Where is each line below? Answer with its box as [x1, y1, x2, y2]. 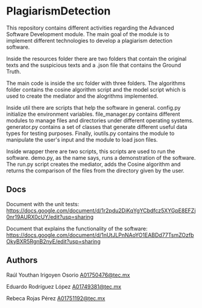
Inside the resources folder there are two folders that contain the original [6, 55, 187, 62]
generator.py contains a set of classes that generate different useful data [6, 123, 188, 130]
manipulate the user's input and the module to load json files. [6, 136, 158, 143]
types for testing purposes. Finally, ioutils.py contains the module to [6, 130, 175, 137]
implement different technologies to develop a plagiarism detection [6, 37, 173, 44]
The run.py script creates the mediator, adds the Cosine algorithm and [6, 160, 181, 168]
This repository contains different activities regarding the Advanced [6, 24, 174, 31]
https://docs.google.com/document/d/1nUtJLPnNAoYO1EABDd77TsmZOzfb [6, 231, 194, 239]
